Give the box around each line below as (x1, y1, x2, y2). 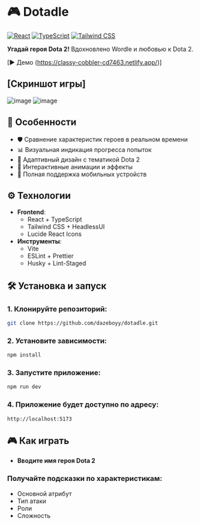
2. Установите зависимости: (7, 336, 107, 345)
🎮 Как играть (7, 435, 70, 447)
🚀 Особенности (7, 116, 77, 128)
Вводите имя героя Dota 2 (16, 457, 96, 465)
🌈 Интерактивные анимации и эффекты (16, 162, 133, 171)
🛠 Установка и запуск (7, 280, 107, 292)
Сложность (16, 511, 51, 519)
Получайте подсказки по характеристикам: (7, 474, 163, 484)
